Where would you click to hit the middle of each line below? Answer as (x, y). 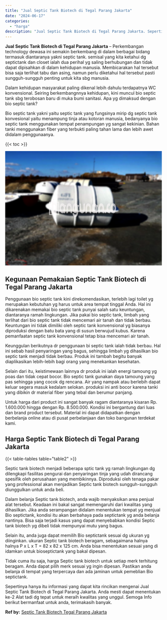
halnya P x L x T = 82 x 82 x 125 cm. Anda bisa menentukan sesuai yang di (82, 546)
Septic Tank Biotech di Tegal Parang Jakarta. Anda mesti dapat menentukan (83, 592)
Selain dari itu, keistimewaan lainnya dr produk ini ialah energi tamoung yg (81, 371)
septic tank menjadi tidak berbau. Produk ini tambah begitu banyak (74, 356)
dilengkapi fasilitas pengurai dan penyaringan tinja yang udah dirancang (79, 474)
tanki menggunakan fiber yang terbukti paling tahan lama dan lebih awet (79, 129)
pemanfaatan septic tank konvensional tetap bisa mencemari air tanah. (78, 336)
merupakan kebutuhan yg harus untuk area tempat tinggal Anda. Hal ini (78, 305)
